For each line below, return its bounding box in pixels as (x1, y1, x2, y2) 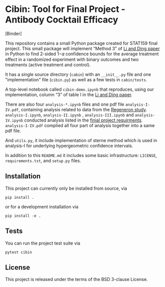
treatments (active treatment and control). (5, 61, 91, 68)
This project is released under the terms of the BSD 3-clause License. (5, 277, 148, 283)
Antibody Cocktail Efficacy (5, 14, 118, 25)
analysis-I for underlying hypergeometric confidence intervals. (5, 143, 133, 148)
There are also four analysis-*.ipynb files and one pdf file (5, 101, 124, 107)
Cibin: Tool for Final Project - (5, 3, 126, 15)
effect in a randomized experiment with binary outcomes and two (5, 56, 139, 62)
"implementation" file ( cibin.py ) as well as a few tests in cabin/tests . (5, 76, 148, 83)
